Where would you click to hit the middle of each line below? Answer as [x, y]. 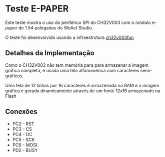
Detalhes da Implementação [50, 53]
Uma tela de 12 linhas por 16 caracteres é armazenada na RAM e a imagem [82, 85]
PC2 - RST [23, 124]
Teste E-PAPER [37, 9]
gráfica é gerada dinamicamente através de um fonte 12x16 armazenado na [83, 91]
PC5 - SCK [23, 140]
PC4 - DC [22, 134]
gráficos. [14, 76]
